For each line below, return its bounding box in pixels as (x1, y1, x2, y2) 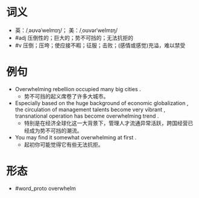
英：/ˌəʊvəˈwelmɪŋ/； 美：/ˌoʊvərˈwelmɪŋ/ (14, 27, 118, 34)
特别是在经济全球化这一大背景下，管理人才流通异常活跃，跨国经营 (24, 119, 188, 127)
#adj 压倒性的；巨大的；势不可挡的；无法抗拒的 (14, 34, 134, 41)
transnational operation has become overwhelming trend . (14, 112, 159, 120)
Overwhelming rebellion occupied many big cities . (14, 85, 141, 92)
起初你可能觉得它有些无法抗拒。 (24, 141, 104, 148)
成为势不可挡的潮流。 (29, 127, 83, 134)
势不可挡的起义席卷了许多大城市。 (24, 92, 109, 100)
